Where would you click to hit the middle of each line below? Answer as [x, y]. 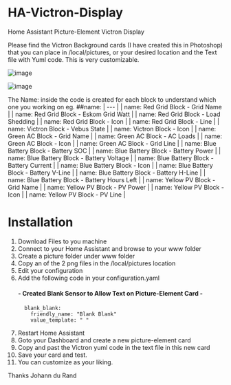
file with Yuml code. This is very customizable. [74, 59]
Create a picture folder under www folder [76, 256]
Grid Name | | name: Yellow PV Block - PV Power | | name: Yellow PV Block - [116, 187]
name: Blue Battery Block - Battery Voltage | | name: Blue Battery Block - [111, 158]
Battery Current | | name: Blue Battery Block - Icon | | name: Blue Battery [111, 165]
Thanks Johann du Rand [42, 375]
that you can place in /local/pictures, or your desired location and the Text [112, 52]
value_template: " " [60, 320]
